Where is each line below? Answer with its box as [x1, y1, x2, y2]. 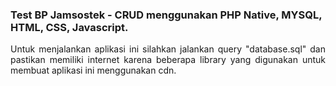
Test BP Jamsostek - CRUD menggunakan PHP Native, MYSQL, [10, 8, 323, 22]
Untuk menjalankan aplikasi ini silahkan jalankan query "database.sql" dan [10, 43, 326, 55]
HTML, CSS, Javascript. [10, 20, 129, 34]
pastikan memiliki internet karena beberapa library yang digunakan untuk [10, 54, 326, 66]
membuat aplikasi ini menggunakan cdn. [10, 64, 177, 77]
